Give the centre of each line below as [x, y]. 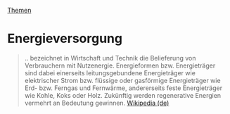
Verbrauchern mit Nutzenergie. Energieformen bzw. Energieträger [120, 65]
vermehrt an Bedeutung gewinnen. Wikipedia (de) [97, 103]
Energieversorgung [65, 39]
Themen [19, 10]
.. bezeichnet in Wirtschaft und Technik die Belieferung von [110, 58]
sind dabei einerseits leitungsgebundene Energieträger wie [110, 72]
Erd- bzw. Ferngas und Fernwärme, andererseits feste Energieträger [123, 88]
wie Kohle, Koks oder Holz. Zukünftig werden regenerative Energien [123, 95]
